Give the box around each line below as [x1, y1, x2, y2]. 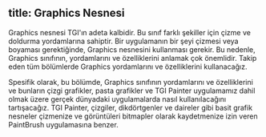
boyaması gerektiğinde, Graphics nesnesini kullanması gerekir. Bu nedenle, [8, 44, 256, 54]
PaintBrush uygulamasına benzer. [8, 119, 119, 129]
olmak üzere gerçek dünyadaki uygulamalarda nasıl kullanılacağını [8, 94, 227, 103]
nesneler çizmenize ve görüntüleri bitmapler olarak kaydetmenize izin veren [8, 111, 258, 121]
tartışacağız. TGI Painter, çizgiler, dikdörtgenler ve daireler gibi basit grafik [8, 103, 253, 112]
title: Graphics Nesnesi [8, 6, 125, 20]
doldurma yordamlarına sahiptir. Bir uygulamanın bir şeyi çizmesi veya [8, 36, 239, 46]
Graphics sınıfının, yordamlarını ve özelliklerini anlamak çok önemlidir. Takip [8, 53, 257, 62]
